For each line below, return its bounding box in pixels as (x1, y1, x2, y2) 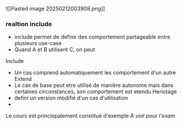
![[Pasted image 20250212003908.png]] (5, 5, 105, 12)
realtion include (5, 20, 52, 28)
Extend (14, 76, 32, 83)
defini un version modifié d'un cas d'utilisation (14, 95, 129, 102)
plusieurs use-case (14, 40, 62, 47)
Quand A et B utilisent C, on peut (14, 46, 95, 53)
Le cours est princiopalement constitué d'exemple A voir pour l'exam (5, 112, 176, 120)
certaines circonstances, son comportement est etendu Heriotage (14, 88, 177, 95)
